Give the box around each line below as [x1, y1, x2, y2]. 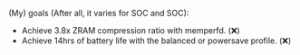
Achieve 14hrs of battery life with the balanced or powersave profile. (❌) [21, 35, 292, 46]
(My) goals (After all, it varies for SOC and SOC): [8, 8, 189, 18]
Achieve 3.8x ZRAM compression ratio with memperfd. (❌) [21, 25, 241, 35]
